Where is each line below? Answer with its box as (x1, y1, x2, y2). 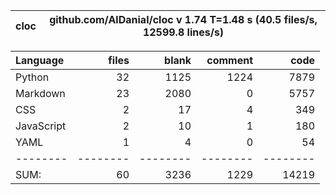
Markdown (15, 87, 66, 100)
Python (15, 70, 50, 84)
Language (15, 54, 65, 67)
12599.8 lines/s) (142, 25, 225, 39)
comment (206, 54, 253, 67)
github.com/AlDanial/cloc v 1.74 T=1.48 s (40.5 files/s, (49, 13, 318, 26)
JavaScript (15, 119, 67, 133)
